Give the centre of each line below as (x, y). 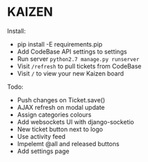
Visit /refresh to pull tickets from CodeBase (79, 66)
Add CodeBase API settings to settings (72, 51)
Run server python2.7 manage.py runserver (78, 58)
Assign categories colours (54, 115)
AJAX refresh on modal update (61, 107)
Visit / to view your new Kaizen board (70, 73)
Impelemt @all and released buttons (68, 143)
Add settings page (43, 151)
